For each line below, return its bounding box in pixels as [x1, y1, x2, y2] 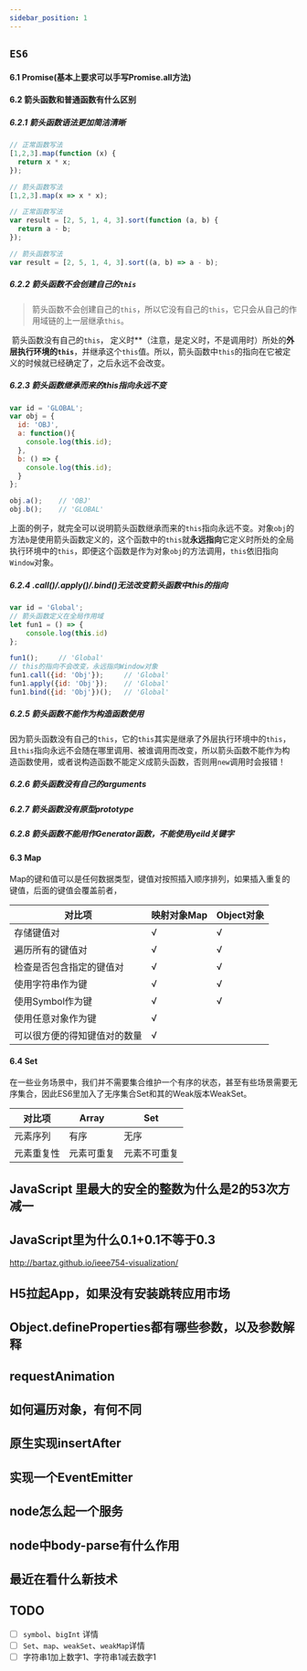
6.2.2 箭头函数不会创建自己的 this [9, 279, 137, 290]
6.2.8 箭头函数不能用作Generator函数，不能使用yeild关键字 [9, 828, 235, 839]
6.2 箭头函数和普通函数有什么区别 [9, 94, 137, 105]
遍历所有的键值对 [14, 943, 89, 956]
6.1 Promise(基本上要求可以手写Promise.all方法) [9, 71, 192, 82]
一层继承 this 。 [71, 314, 130, 325]
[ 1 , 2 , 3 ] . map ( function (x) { [9, 149, 117, 158]
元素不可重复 [123, 1147, 180, 1160]
